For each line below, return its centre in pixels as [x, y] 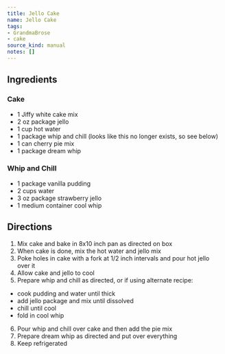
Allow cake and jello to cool [56, 273]
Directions [30, 227]
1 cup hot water [39, 129]
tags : [15, 26]
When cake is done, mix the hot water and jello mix [89, 251]
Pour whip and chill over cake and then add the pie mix [95, 329]
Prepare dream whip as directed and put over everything [97, 336]
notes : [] [21, 52]
